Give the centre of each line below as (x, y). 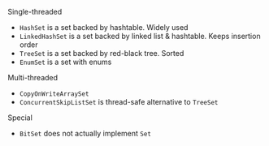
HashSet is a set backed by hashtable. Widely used (104, 27)
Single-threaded (35, 12)
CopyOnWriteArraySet (54, 94)
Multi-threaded (33, 77)
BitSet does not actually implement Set (85, 133)
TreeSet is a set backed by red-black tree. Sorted (102, 53)
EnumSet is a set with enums (65, 62)
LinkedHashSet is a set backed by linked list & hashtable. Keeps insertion (140, 36)
